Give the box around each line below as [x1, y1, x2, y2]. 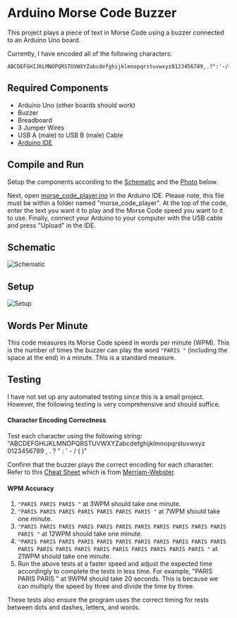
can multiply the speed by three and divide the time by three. [17, 582, 195, 591]
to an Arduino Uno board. [7, 35, 81, 44]
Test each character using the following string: [7, 432, 142, 440]
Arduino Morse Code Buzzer [7, 5, 177, 21]
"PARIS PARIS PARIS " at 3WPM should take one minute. [17, 500, 181, 508]
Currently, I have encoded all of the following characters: [7, 49, 173, 58]
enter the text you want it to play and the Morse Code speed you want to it [7, 206, 224, 214]
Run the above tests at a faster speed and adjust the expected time [17, 560, 213, 568]
